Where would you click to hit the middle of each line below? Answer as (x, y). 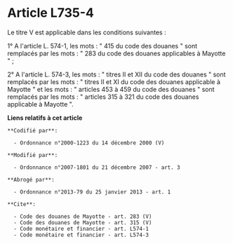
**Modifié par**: (33, 155)
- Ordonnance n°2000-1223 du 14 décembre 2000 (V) (89, 143)
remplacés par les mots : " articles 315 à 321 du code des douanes (103, 97)
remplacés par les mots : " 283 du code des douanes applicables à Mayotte (116, 53)
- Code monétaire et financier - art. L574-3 (81, 235)
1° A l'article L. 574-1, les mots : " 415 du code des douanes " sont (102, 46)
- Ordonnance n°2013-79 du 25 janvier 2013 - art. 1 (92, 192)
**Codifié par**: (33, 130)
